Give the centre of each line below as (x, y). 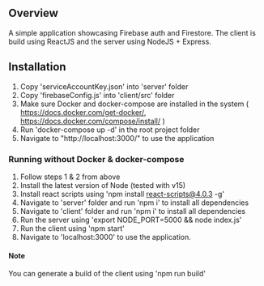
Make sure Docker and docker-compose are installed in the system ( (134, 104)
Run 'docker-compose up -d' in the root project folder (110, 130)
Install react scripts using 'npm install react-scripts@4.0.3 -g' (122, 194)
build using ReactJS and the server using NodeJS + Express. (110, 41)
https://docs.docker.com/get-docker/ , (83, 112)
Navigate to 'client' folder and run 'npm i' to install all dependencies (132, 211)
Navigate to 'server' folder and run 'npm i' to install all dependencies (134, 203)
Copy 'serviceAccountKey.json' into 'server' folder (104, 86)
